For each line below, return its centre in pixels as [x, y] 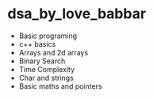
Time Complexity [47, 69]
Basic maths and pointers [60, 86]
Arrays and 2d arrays [54, 52]
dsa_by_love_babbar [77, 14]
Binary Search [42, 61]
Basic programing [48, 36]
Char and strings [46, 78]
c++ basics [37, 44]
